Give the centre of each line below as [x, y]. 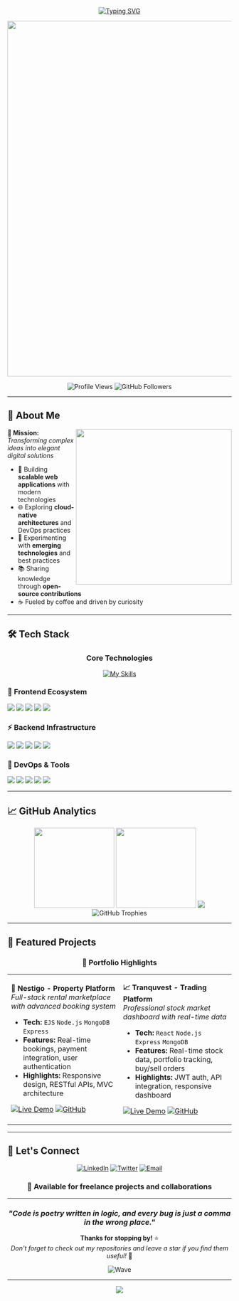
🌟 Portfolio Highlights [119, 962]
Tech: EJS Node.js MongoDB [67, 1022]
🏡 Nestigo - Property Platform [63, 989]
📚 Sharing [33, 568]
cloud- [64, 507]
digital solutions [31, 455]
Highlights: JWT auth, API [179, 1077]
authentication [47, 1067]
